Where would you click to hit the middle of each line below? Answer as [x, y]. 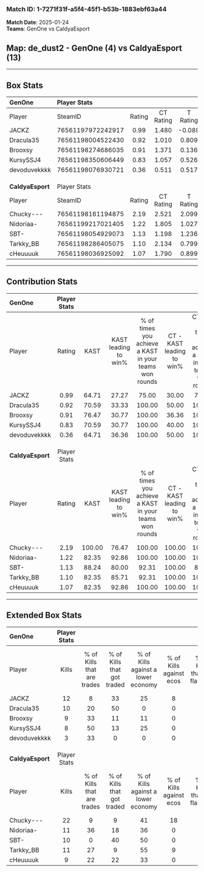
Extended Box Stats [44, 615]
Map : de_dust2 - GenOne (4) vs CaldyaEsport [94, 48]
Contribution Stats [42, 282]
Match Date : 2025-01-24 [38, 23]
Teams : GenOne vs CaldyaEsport [48, 29]
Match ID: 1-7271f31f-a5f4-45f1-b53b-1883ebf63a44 [87, 9]
